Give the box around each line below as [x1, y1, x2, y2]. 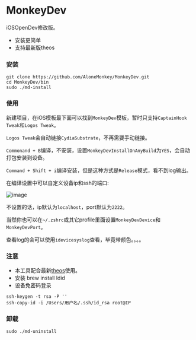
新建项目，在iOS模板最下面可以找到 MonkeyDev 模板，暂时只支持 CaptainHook [6, 114, 188, 121]
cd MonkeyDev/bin [6, 80, 49, 85]
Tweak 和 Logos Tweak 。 [6, 121, 59, 128]
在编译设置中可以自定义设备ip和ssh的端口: [6, 179, 110, 186]
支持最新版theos [14, 44, 55, 51]
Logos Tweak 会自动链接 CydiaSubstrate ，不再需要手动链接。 [6, 134, 150, 141]
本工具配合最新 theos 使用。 [14, 266, 81, 274]
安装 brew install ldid [14, 274, 65, 281]
